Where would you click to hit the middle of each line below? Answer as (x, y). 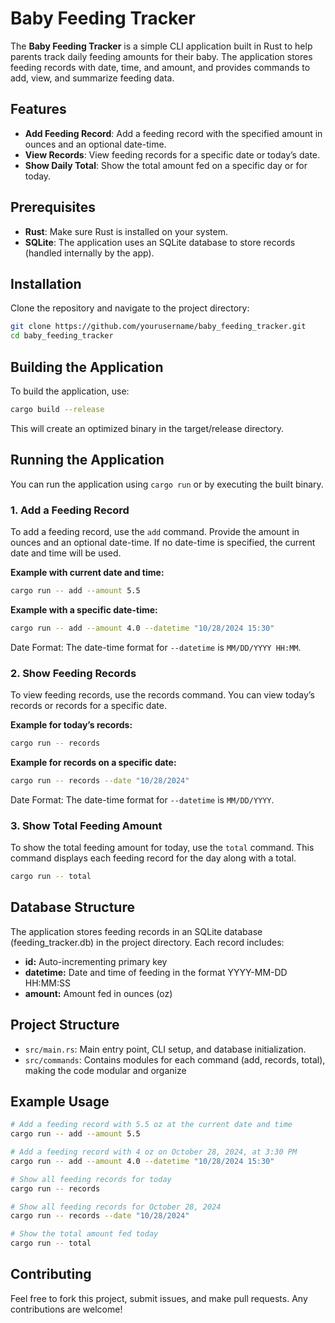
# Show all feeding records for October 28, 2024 (116, 1207)
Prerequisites (53, 207)
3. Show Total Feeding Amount (86, 825)
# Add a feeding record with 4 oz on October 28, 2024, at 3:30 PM (154, 1152)
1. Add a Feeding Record (70, 510)
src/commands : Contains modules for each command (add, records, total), (175, 1059)
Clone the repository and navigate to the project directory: (130, 308)
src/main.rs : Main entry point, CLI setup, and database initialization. (165, 1049)
